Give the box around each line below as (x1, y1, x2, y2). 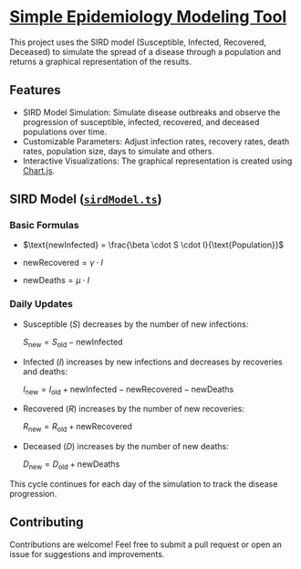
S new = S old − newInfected (22, 336, 123, 349)
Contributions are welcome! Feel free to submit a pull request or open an (9, 539, 283, 550)
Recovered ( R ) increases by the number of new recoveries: (22, 404, 244, 415)
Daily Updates (9, 298, 73, 311)
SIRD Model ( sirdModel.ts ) (9, 192, 162, 207)
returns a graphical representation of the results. (9, 56, 192, 67)
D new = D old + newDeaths (22, 458, 120, 471)
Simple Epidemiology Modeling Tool (9, 6, 287, 27)
